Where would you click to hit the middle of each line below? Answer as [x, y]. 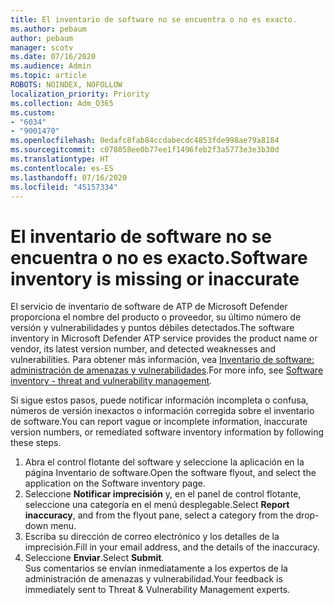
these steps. [36, 443]
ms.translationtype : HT [60, 159]
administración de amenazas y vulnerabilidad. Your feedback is [153, 579]
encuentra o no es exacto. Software [159, 257]
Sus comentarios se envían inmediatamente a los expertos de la [156, 568]
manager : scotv [42, 47]
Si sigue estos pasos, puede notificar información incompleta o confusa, [159, 400]
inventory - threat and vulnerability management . [111, 381]
